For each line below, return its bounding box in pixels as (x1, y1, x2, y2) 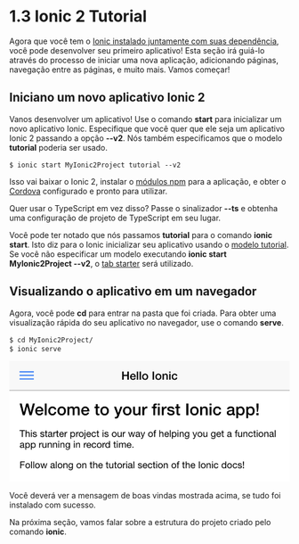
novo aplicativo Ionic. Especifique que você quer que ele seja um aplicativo (9, 123, 285, 134)
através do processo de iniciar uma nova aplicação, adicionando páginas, (9, 54, 279, 65)
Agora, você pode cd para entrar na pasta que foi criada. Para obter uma (9, 308, 277, 318)
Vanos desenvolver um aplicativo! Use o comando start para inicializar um (9, 113, 282, 124)
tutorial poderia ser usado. (9, 142, 109, 152)
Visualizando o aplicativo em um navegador (9, 284, 257, 300)
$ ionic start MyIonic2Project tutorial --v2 (9, 161, 181, 169)
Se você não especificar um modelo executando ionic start (9, 248, 227, 260)
